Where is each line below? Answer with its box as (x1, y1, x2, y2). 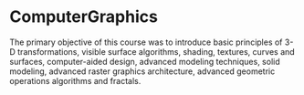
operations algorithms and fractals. (9, 75, 142, 86)
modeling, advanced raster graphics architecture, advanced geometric (9, 66, 276, 77)
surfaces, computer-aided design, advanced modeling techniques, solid (9, 56, 280, 67)
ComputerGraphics (9, 6, 158, 27)
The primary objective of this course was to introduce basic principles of (9, 37, 283, 47)
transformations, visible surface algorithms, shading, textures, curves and (17, 46, 295, 57)
